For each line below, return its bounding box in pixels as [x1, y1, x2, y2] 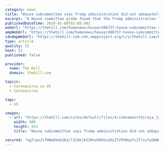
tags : [5, 97, 16, 102]
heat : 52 [5, 48, 23, 53]
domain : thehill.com [9, 70, 51, 76]
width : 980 [14, 120, 36, 125]
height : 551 [14, 124, 38, 129]
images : [5, 110, 21, 115]
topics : [5, 79, 21, 85]
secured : [5, 137, 23, 142]
